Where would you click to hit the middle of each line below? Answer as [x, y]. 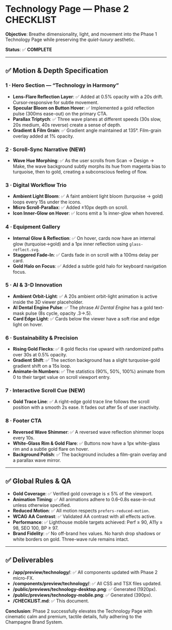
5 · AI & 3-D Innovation [34, 285]
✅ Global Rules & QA [38, 481]
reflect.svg [25, 250]
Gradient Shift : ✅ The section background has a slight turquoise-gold [86, 360]
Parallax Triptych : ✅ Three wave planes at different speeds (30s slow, [87, 119]
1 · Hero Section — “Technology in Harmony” [62, 85]
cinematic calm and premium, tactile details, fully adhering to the [73, 617]
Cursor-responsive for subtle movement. [56, 102]
